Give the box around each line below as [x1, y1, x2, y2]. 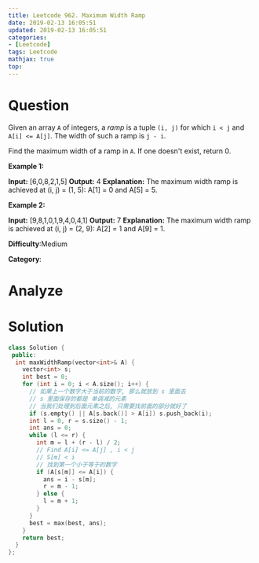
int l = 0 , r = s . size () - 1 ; [28, 417, 128, 425]
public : [11, 351, 37, 359]
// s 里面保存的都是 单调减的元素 [28, 395, 127, 403]
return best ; [22, 534, 65, 542]
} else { [36, 490, 65, 498]
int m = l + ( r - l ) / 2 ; [36, 439, 122, 447]
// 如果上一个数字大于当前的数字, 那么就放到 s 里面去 [28, 388, 186, 396]
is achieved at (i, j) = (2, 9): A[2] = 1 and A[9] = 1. [8, 223, 166, 233]
